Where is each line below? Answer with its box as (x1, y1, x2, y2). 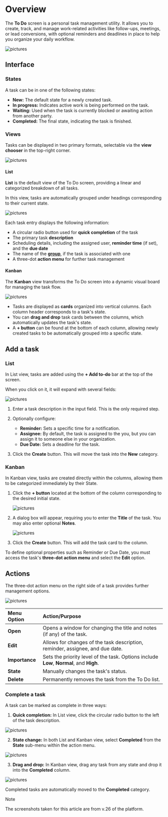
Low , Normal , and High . (42, 660, 99, 667)
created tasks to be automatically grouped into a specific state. (12, 330, 142, 336)
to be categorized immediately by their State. (5, 480, 98, 486)
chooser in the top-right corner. (5, 147, 71, 153)
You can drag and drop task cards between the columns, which (12, 314, 144, 320)
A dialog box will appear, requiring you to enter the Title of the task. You (12, 515, 161, 521)
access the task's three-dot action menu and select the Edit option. (5, 555, 146, 561)
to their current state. (5, 200, 49, 207)
